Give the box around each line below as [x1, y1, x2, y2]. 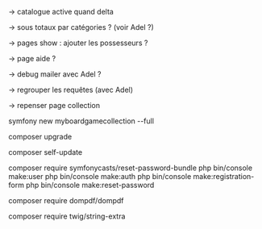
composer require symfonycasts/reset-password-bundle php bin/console [8, 163, 252, 173]
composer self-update [8, 148, 83, 156]
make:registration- [193, 172, 255, 181]
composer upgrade [8, 132, 73, 141]
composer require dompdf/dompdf [8, 196, 124, 205]
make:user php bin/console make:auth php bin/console [8, 172, 192, 181]
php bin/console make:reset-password [25, 181, 155, 189]
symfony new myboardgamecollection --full [8, 116, 155, 126]
